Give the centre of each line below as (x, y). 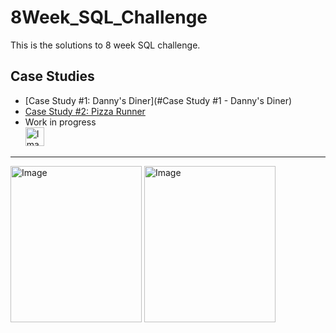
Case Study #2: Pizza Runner (85, 111)
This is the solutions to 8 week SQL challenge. (105, 45)
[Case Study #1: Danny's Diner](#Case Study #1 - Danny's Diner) (158, 100)
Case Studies (52, 76)
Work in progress (60, 122)
